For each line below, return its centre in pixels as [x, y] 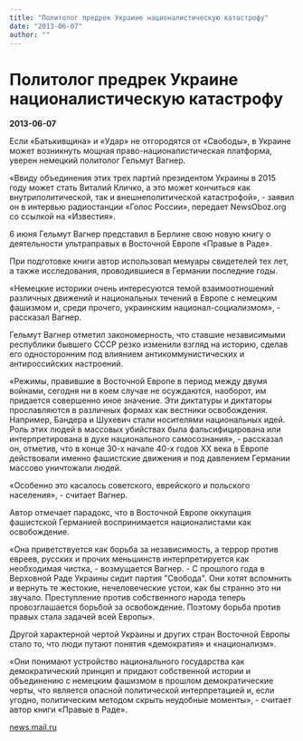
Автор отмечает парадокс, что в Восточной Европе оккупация [130, 513]
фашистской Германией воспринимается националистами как [130, 523]
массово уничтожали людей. [66, 468]
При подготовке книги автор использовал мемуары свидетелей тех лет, [149, 261]
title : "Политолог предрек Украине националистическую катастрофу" [139, 18]
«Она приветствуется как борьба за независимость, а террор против [144, 550]
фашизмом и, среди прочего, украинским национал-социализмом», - [145, 308]
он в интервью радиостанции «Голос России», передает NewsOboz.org [148, 207]
